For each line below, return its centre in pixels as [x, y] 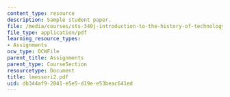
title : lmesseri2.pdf [38, 77]
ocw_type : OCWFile [33, 52]
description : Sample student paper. [59, 20]
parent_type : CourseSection [47, 64]
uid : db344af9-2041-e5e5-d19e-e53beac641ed [70, 83]
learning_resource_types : [44, 39]
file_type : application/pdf [47, 32]
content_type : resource [41, 13]
